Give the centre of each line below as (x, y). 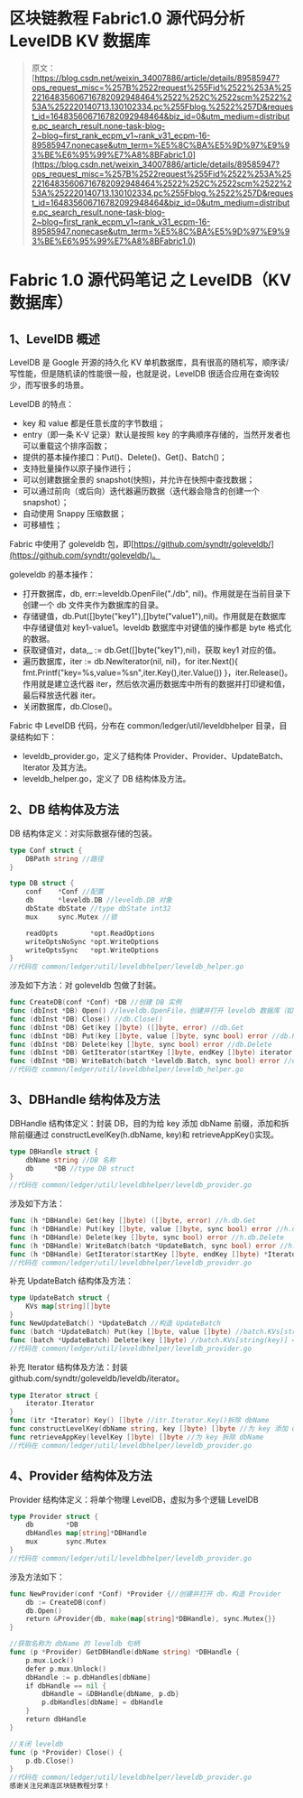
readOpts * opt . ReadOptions (90, 933)
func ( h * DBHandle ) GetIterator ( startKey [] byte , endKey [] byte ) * (139, 1254)
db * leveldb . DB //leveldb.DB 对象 (99, 900)
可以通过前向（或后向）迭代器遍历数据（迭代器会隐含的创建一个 (141, 491)
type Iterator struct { (54, 1395)
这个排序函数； (82, 445)
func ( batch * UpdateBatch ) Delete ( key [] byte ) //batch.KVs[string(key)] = (153, 1340)
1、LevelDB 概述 (55, 339)
